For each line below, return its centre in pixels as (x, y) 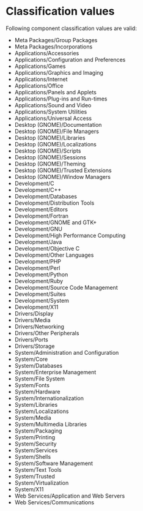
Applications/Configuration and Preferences (70, 59)
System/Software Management (53, 463)
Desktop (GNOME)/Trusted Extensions (63, 170)
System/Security (35, 444)
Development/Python (41, 274)
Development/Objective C (47, 248)
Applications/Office (39, 85)
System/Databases (38, 365)
